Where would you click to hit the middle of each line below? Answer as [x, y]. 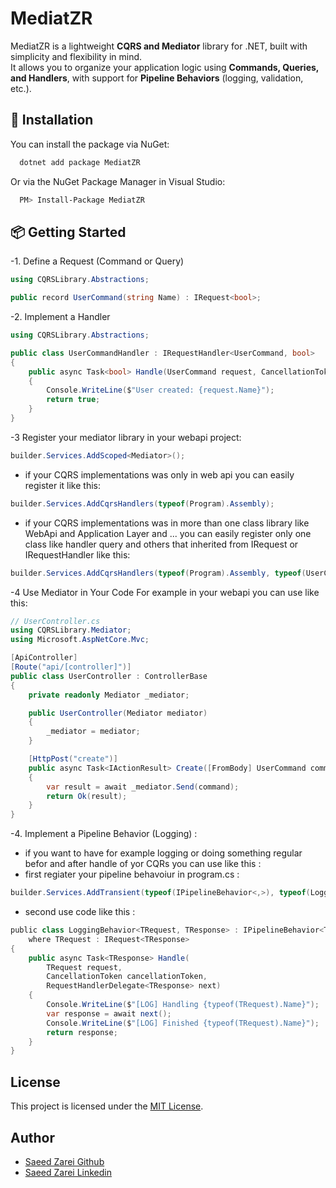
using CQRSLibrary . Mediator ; [71, 630]
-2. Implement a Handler [60, 317]
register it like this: [63, 485]
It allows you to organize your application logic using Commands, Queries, [165, 67]
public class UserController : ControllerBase [109, 676]
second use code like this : [80, 912]
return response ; [82, 1032]
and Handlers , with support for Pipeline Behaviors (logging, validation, [157, 78]
